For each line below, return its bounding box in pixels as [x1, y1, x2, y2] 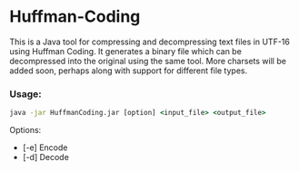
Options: [9, 125, 42, 136]
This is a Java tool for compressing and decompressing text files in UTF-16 [9, 36, 291, 47]
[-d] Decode [22, 152, 70, 163]
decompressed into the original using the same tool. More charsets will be [9, 55, 286, 66]
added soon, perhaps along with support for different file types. [9, 65, 248, 76]
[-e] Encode [22, 142, 68, 153]
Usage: [9, 88, 43, 100]
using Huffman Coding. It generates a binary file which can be [9, 45, 243, 56]
